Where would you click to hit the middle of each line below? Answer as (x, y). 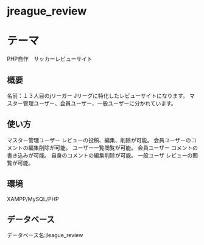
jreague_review (47, 11)
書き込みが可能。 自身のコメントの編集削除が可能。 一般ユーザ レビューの (100, 155)
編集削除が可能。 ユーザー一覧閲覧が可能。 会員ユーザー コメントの (113, 148)
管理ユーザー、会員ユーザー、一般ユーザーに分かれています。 (100, 103)
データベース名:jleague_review (45, 235)
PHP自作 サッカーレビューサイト (50, 59)
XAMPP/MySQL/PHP (33, 199)
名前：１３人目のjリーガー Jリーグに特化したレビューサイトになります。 (97, 95)
